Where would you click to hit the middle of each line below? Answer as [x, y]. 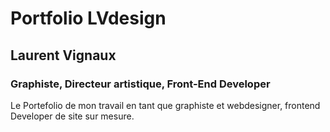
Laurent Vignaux [63, 55]
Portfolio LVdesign [88, 18]
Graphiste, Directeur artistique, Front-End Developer [140, 84]
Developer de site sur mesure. [72, 116]
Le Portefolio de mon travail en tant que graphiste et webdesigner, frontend [165, 105]
